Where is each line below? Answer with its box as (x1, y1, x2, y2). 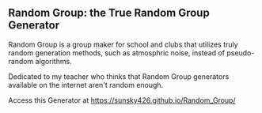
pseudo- (226, 47, 255, 58)
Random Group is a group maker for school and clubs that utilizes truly (8, 40, 239, 49)
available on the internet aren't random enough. (8, 80, 164, 89)
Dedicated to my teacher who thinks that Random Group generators (8, 71, 230, 81)
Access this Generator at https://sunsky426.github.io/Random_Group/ (8, 95, 236, 105)
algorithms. (35, 56, 73, 66)
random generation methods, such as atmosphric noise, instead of (8, 47, 226, 58)
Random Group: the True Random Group (8, 6, 210, 20)
